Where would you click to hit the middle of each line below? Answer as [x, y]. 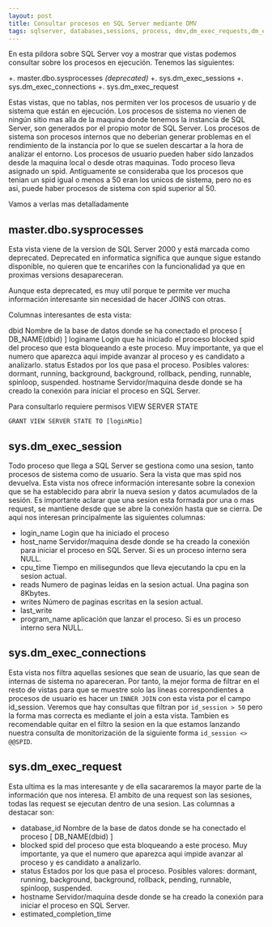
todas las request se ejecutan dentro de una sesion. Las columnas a [122, 803]
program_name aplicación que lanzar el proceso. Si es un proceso [130, 619]
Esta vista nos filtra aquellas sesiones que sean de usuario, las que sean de [134, 672]
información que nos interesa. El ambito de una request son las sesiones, [130, 795]
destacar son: [31, 812]
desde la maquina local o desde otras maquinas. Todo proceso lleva [122, 163]
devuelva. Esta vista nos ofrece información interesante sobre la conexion [132, 483]
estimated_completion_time [66, 914]
